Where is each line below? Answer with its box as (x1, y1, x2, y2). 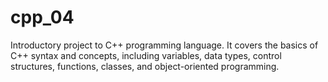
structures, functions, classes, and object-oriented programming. (10, 60, 280, 72)
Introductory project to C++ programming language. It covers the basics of (10, 39, 319, 51)
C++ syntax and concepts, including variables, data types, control (10, 49, 282, 61)
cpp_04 (10, 6, 75, 29)
